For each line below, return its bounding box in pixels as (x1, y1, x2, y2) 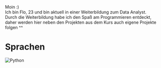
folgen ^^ (5, 25, 23, 30)
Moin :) (5, 4, 19, 10)
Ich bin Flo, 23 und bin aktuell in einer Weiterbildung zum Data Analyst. (5, 9, 147, 15)
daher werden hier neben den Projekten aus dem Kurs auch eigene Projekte (5, 19, 157, 25)
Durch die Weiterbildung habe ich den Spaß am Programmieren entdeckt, (5, 14, 152, 20)
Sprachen (5, 41, 45, 53)
